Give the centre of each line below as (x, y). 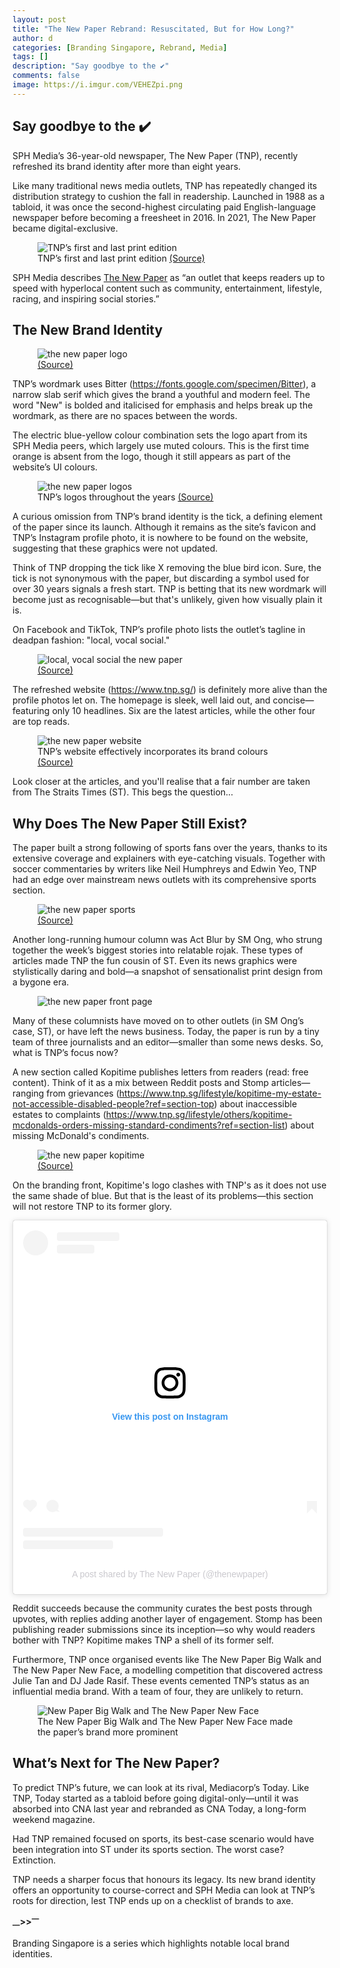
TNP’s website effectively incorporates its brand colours (153, 752)
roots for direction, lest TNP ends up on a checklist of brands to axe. (153, 1900)
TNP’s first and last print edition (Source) (121, 258)
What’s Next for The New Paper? (116, 1763)
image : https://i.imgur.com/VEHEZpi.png (98, 85)
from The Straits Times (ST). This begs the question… (123, 792)
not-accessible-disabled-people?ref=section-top (113, 1104)
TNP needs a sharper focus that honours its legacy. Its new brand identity (164, 1879)
